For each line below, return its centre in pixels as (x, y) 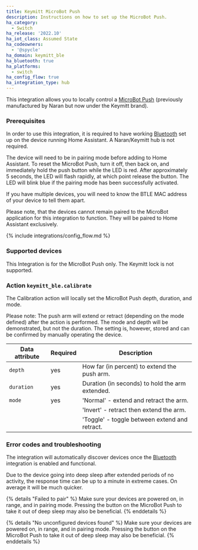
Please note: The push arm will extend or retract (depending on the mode (95, 316)
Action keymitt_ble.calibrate (49, 285)
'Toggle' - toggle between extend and (135, 419)
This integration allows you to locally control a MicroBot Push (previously (95, 100)
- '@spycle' (26, 50)
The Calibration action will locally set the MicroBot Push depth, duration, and (99, 298)
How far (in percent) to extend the (129, 366)
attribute (27, 356)
